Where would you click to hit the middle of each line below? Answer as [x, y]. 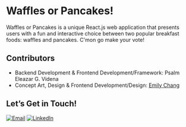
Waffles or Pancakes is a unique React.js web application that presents [93, 27]
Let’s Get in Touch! [42, 104]
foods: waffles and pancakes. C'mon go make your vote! [75, 40]
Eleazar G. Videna [37, 79]
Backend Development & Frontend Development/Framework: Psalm [97, 73]
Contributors [31, 58]
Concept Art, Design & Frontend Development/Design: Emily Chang [97, 85]
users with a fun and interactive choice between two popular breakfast [93, 33]
